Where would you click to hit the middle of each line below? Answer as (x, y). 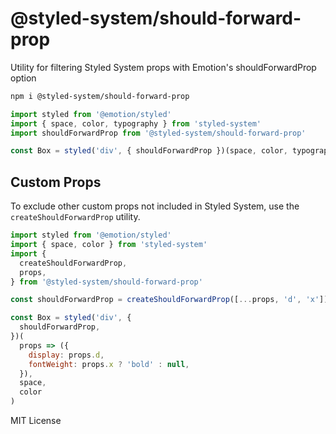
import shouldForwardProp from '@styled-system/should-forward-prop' (158, 133)
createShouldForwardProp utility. (75, 217)
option (23, 78)
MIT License (36, 420)
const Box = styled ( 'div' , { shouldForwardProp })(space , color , (149, 151)
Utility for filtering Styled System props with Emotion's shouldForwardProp (163, 67)
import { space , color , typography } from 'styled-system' (136, 123)
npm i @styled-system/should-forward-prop (100, 96)
